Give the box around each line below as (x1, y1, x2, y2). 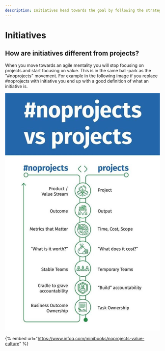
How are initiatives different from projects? (5, 49, 139, 58)
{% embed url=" (5, 336, 38, 342)
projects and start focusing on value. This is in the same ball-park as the (5, 67, 151, 73)
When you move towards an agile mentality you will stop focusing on (5, 62, 144, 68)
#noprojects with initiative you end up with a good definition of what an (5, 78, 149, 84)
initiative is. (5, 83, 28, 89)
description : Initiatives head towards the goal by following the (5, 8, 144, 13)
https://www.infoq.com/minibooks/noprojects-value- (37, 336, 145, 342)
